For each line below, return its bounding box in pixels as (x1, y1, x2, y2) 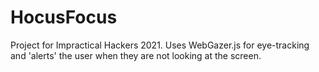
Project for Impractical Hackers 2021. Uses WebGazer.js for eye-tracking (10, 39, 310, 51)
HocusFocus (10, 6, 118, 29)
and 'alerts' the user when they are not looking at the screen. (10, 49, 262, 61)
